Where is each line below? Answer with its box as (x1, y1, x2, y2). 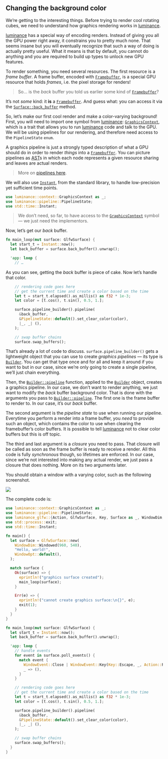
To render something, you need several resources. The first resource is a (5, 68, 156, 74)
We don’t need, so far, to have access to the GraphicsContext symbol (17, 213, 160, 219)
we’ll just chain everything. (5, 369, 61, 376)
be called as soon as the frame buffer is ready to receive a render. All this (5, 446, 157, 452)
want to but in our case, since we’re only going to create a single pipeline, (5, 364, 157, 370)
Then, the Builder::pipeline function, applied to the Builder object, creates (5, 379, 163, 385)
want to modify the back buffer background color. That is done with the (5, 390, 153, 396)
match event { (18, 657, 49, 663)
